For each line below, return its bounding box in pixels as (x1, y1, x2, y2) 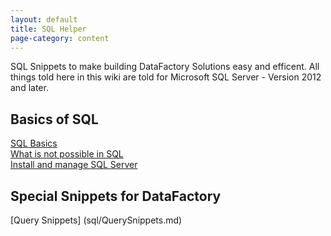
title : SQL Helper (10, 24, 87, 34)
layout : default (10, 14, 78, 25)
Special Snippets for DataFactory (10, 187, 222, 205)
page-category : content (10, 33, 110, 43)
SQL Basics (10, 137, 58, 150)
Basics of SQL (10, 111, 99, 128)
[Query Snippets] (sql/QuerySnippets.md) (10, 214, 183, 226)
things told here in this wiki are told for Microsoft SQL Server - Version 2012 (10, 71, 322, 83)
